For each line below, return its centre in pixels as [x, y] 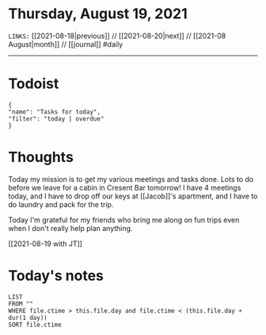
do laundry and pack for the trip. [61, 204]
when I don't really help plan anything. [70, 228]
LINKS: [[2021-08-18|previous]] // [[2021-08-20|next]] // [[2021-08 [117, 36]
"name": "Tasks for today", [55, 112]
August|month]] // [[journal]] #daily [66, 44]
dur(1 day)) [28, 318]
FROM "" [21, 304]
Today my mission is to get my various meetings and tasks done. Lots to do [131, 179]
